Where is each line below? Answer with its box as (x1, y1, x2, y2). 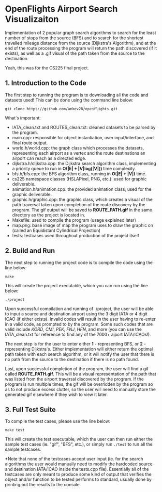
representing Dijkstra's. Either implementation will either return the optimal (5, 346, 153, 352)
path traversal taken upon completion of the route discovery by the (12, 201, 146, 207)
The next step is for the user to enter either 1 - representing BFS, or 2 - (5, 341, 146, 346)
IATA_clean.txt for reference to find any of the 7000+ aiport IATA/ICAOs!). (5, 331, 151, 337)
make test (5, 428, 25, 433)
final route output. (12, 140, 48, 146)
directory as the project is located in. (12, 212, 86, 218)
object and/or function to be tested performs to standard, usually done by (5, 476, 152, 482)
